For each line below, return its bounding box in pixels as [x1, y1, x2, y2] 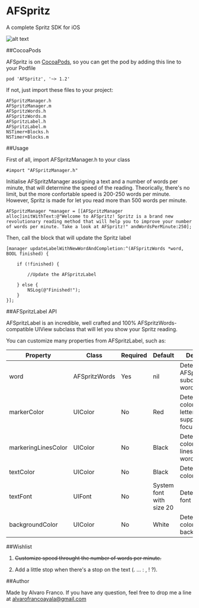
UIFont [73, 492, 92, 500]
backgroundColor [9, 520, 58, 529]
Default [153, 351, 175, 359]
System [153, 481, 174, 489]
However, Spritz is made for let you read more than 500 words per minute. [6, 197, 188, 204]
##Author [6, 577, 30, 584]
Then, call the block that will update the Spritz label [6, 234, 131, 241]
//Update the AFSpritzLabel [27, 271, 97, 277]
